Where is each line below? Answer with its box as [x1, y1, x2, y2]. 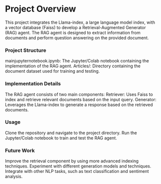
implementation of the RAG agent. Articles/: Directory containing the [5, 63, 141, 69]
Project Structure [5, 47, 46, 54]
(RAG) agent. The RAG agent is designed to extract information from [5, 30, 141, 35]
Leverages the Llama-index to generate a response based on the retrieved [5, 102, 153, 107]
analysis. [5, 173, 23, 180]
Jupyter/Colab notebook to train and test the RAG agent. [5, 135, 117, 141]
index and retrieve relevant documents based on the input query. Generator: [5, 96, 157, 102]
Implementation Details [5, 80, 61, 87]
